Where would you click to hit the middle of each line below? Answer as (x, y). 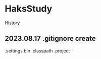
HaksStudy (29, 9)
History (12, 23)
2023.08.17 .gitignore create (50, 39)
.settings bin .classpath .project (37, 50)
